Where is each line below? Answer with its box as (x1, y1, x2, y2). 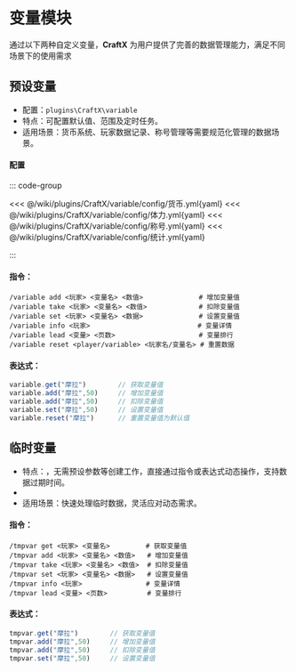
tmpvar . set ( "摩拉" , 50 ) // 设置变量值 (9, 653, 156, 663)
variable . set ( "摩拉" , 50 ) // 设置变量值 (9, 405, 164, 414)
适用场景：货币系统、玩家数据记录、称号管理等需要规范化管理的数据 (21, 126, 272, 137)
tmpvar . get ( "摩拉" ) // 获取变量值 (9, 628, 156, 637)
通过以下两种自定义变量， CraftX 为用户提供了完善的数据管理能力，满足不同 (9, 39, 286, 50)
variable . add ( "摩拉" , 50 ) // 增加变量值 (9, 389, 164, 398)
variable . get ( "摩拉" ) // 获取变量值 (9, 380, 164, 390)
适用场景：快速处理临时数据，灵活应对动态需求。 (21, 498, 202, 508)
